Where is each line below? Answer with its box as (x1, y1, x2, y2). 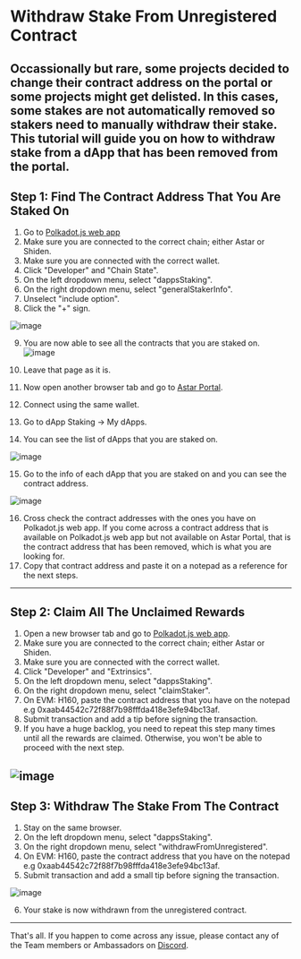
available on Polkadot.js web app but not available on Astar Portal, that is (22, 532, 291, 543)
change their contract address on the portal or (10, 74, 273, 90)
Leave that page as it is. (22, 364, 111, 375)
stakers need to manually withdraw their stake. (10, 116, 278, 132)
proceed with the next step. (22, 742, 125, 753)
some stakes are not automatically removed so (10, 103, 276, 118)
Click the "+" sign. (22, 303, 91, 314)
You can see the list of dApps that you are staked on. (22, 434, 218, 445)
